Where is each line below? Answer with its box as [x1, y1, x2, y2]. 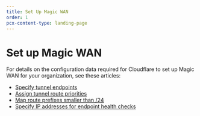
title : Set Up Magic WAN [6, 8, 69, 15]
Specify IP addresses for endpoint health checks [14, 103, 136, 110]
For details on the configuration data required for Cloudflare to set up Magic [6, 66, 195, 73]
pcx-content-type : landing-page [6, 20, 87, 26]
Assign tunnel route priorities [14, 90, 87, 97]
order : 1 [6, 14, 28, 20]
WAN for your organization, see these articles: [6, 72, 121, 79]
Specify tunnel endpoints [14, 84, 78, 91]
